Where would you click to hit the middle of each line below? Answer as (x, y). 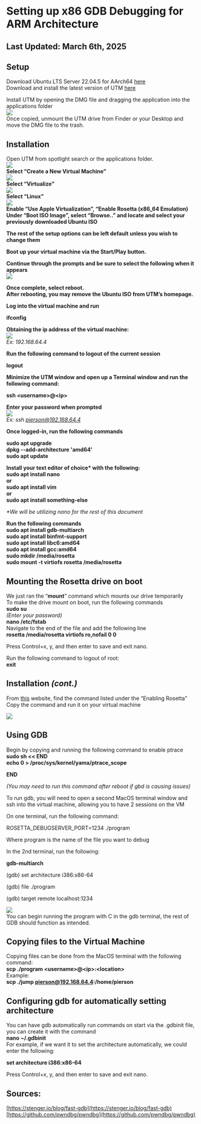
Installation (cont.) (42, 684)
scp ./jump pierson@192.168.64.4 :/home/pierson (70, 982)
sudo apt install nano (33, 474)
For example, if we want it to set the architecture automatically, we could (97, 1045)
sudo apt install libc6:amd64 (43, 543)
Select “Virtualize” (30, 184)
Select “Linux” (25, 197)
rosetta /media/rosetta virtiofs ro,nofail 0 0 (61, 634)
